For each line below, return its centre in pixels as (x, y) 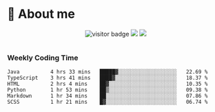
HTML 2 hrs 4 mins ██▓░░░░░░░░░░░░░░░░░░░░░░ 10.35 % (107, 84)
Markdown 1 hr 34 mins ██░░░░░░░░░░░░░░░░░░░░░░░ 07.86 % (107, 96)
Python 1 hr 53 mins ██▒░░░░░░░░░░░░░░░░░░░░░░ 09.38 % (107, 90)
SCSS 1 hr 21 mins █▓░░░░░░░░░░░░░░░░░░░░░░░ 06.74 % (107, 102)
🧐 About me (41, 14)
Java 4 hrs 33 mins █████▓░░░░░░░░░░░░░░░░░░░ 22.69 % (107, 72)
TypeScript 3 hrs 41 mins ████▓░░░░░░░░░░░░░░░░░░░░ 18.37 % (107, 78)
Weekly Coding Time (43, 58)
